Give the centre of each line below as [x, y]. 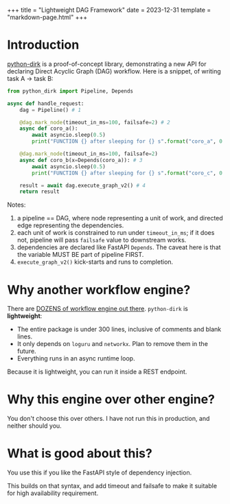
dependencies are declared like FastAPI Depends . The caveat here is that [119, 247]
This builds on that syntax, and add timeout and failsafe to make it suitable [112, 486]
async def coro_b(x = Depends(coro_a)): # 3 [81, 160]
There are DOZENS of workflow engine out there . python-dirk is [98, 309]
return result [39, 192]
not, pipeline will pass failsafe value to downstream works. [102, 240]
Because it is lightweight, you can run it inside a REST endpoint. [97, 372]
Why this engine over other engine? [111, 399]
